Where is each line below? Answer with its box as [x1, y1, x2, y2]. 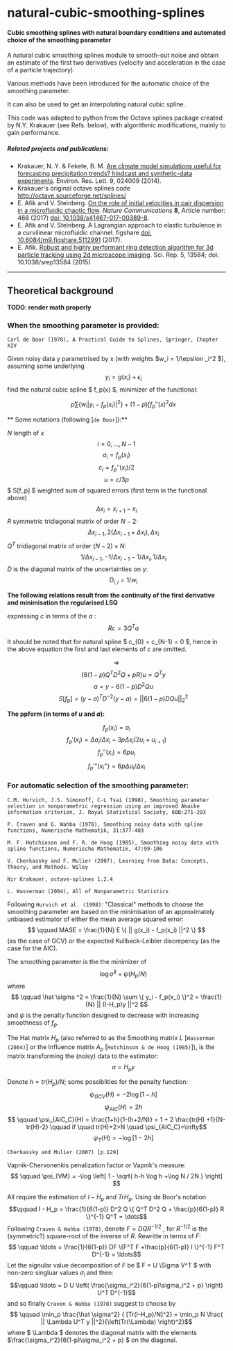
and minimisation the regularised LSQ [7, 598, 118, 607]
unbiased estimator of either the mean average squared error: [7, 915, 184, 923]
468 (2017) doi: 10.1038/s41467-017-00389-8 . [17, 214, 149, 222]
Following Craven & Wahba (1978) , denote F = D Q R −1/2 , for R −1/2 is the [7, 1223, 208, 1233]
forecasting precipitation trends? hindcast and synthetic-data [17, 169, 193, 178]
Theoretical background [7, 285, 114, 296]
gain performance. [7, 129, 60, 137]
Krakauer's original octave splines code [17, 184, 130, 193]
